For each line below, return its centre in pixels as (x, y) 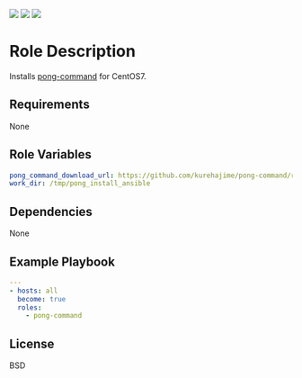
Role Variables (50, 154)
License (32, 343)
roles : (30, 307)
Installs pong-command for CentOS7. (78, 76)
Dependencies (51, 211)
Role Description (73, 52)
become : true (42, 299)
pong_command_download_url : (62, 175)
